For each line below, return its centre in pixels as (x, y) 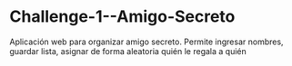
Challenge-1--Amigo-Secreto (122, 17)
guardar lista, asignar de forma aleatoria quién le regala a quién (128, 51)
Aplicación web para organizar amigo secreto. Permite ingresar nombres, (146, 42)
